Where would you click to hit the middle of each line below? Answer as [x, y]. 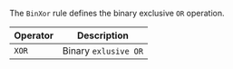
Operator [34, 35]
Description [102, 35]
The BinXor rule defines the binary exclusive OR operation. [117, 13]
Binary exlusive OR [102, 51]
